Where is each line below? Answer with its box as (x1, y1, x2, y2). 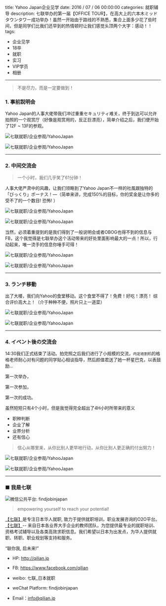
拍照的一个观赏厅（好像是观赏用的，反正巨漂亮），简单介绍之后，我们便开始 (5, 117, 159, 123)
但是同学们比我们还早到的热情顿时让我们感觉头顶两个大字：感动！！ (13, 23, 152, 29)
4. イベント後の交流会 (5, 338, 57, 345)
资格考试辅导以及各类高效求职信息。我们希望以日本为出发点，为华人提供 (5, 529, 152, 535)
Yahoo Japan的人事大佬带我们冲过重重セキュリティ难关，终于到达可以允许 (5, 110, 157, 116)
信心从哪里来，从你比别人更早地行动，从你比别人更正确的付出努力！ (17, 445, 156, 451)
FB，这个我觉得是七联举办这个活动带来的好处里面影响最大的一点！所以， (5, 235, 154, 241)
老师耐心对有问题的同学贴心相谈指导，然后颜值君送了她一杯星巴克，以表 (9, 357, 157, 363)
